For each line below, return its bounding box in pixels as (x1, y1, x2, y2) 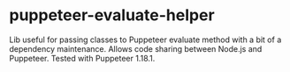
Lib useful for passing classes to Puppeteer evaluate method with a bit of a (9, 34, 282, 45)
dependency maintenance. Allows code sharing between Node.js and (9, 43, 263, 54)
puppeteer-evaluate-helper (9, 5, 215, 25)
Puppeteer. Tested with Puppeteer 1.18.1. (9, 53, 156, 63)
